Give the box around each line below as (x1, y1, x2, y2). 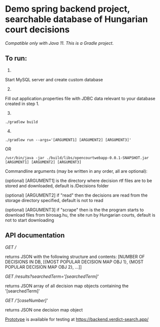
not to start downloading (5, 217, 54, 223)
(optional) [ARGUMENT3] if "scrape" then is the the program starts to (5, 207, 144, 213)
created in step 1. (5, 101, 40, 107)
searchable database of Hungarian (5, 14, 148, 25)
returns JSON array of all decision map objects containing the (5, 283, 129, 289)
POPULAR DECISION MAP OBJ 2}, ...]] (5, 264, 82, 270)
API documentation (5, 231, 65, 239)
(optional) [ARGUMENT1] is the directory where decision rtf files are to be (5, 178, 152, 183)
